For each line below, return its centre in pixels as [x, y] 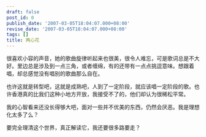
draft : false [23, 12]
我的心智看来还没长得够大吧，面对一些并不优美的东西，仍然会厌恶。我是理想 [103, 107]
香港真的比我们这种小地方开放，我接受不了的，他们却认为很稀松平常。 [100, 94]
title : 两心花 [23, 40]
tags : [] [17, 35]
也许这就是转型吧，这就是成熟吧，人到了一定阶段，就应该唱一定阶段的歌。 [100, 86]
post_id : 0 [20, 18]
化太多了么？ [22, 114]
